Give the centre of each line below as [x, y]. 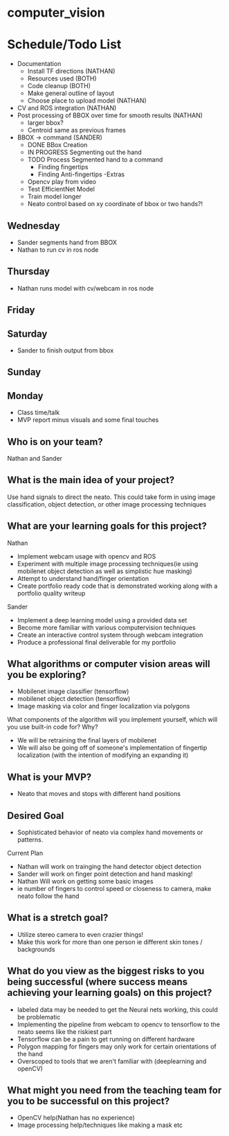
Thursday [29, 272]
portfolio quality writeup [51, 593]
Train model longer [54, 196]
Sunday [24, 372]
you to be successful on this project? [89, 1101]
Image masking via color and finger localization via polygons [103, 706]
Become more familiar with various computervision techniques [106, 627]
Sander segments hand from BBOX [67, 242]
